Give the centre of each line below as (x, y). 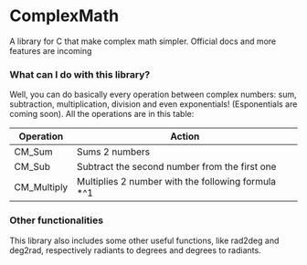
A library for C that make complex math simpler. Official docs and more (143, 41)
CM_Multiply (41, 187)
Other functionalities (56, 220)
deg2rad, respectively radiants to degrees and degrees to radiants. (136, 250)
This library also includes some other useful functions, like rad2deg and (144, 240)
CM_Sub (32, 167)
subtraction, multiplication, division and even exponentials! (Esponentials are (153, 104)
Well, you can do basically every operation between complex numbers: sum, (153, 95)
